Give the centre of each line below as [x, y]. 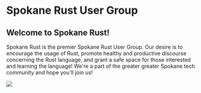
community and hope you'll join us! [50, 72]
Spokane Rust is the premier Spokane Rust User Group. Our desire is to [94, 47]
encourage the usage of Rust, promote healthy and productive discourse [96, 53]
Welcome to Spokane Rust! [58, 33]
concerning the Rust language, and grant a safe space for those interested [99, 60]
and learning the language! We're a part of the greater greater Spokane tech [101, 66]
